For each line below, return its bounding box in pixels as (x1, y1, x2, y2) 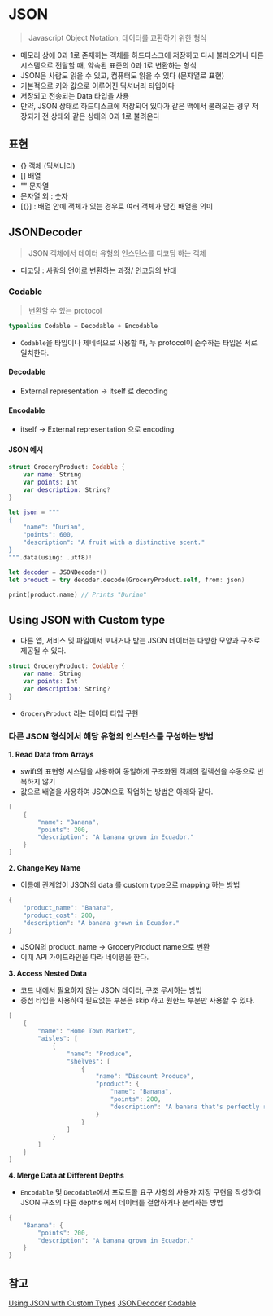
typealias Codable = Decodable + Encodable (8, 322, 158, 330)
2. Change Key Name (8, 863, 81, 873)
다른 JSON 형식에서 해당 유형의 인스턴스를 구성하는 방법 (8, 730, 214, 742)
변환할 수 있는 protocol (28, 305, 102, 315)
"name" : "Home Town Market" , (37, 1027, 136, 1035)
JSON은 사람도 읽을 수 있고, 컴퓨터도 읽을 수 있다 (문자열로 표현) (19, 70, 225, 80)
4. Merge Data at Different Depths (8, 1170, 124, 1180)
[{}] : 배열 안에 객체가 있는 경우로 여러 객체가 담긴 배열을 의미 (19, 201, 214, 211)
